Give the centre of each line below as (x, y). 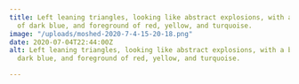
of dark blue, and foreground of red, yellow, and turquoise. (135, 26)
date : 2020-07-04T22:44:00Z (61, 42)
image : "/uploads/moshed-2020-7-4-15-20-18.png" (101, 34)
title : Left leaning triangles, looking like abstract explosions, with (147, 17)
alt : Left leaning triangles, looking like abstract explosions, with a (147, 50)
